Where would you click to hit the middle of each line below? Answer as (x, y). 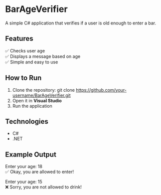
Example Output (31, 154)
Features (19, 39)
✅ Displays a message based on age (43, 56)
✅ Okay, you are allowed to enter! (40, 172)
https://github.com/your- (101, 90)
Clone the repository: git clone (43, 90)
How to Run (23, 78)
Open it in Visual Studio (37, 100)
